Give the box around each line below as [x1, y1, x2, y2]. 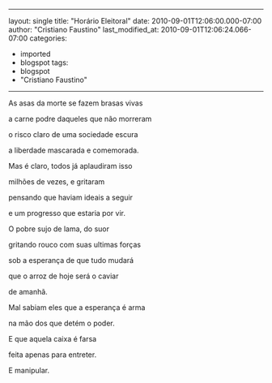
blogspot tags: [19, 58, 69, 67]
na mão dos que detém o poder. [8, 318, 115, 328]
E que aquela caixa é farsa [8, 334, 97, 343]
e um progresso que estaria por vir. [8, 209, 125, 217]
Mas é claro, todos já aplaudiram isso [8, 161, 133, 170]
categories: [29, 33, 67, 43]
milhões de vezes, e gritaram [8, 177, 105, 187]
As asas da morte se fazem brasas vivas [8, 98, 143, 108]
